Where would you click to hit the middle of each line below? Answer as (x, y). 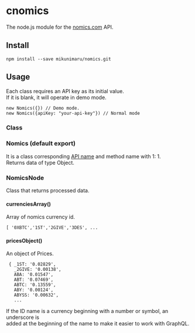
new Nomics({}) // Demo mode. (43, 108)
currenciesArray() (29, 204)
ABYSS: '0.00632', (36, 295)
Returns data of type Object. (40, 162)
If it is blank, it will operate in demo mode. (56, 97)
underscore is (23, 317)
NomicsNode (25, 178)
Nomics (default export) (41, 144)
